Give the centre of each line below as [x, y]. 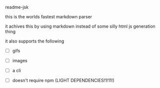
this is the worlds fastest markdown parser [49, 17]
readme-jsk [17, 7]
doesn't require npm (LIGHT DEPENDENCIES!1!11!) [63, 81]
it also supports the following [35, 41]
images [20, 61]
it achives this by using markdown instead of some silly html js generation [80, 26]
